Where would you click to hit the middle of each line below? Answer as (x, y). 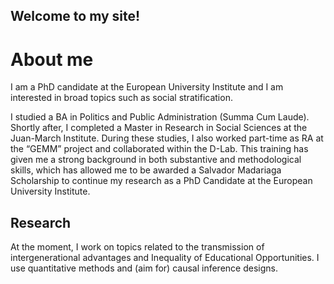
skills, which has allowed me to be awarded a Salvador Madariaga (146, 170)
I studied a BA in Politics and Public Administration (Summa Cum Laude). (160, 117)
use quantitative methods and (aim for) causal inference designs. (144, 268)
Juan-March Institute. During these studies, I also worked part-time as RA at (167, 138)
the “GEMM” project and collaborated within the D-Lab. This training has (159, 149)
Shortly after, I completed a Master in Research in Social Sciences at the (159, 128)
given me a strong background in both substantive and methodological (156, 160)
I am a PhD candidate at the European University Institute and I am (147, 87)
